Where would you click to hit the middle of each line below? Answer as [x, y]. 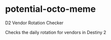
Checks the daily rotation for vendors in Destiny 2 [56, 32]
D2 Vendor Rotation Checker [34, 23]
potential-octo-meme [51, 9]
